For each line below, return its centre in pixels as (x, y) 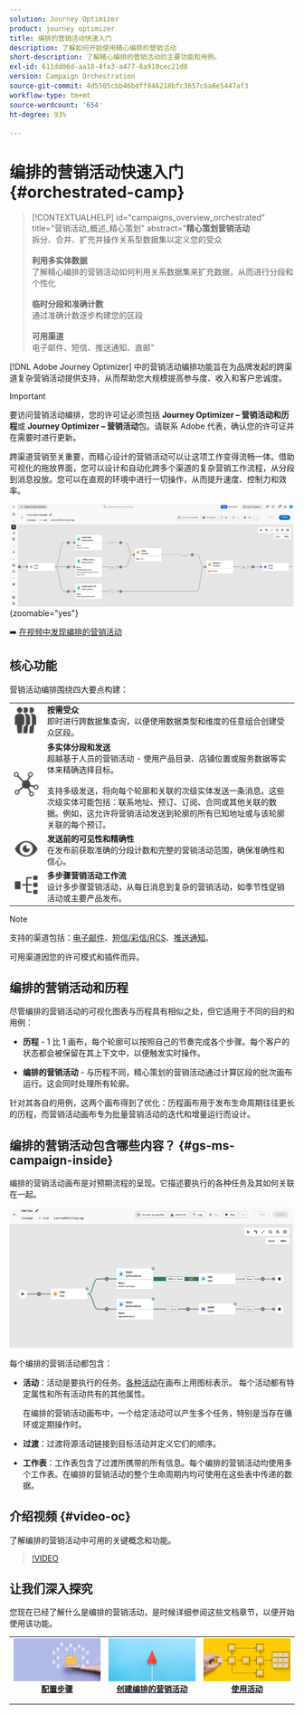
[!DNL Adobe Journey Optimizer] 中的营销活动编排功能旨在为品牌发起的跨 (147, 367)
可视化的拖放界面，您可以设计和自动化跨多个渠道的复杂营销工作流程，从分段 (152, 468)
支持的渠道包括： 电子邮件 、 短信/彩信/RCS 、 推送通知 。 (112, 937)
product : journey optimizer (62, 28)
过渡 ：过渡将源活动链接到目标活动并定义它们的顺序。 (122, 1444)
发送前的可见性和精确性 (90, 838)
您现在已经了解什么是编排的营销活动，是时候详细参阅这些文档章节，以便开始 (152, 1612)
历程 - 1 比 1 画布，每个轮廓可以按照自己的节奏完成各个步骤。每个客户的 (156, 1042)
